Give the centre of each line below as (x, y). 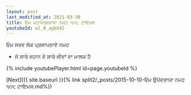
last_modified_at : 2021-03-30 (43, 17)
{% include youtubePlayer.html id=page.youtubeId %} (72, 68)
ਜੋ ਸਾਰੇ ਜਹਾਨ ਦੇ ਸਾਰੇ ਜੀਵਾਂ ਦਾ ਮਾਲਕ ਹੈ (53, 57)
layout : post (22, 12)
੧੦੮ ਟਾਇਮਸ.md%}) (29, 87)
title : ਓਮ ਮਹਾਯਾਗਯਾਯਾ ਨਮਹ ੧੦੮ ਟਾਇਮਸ (51, 22)
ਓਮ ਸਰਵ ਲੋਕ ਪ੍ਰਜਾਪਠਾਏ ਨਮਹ (38, 45)
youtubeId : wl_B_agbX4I (35, 28)
